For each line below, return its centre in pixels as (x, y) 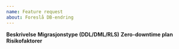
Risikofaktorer (24, 41)
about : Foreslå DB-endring (40, 17)
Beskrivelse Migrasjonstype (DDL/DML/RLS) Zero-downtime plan (89, 34)
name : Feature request (35, 12)
